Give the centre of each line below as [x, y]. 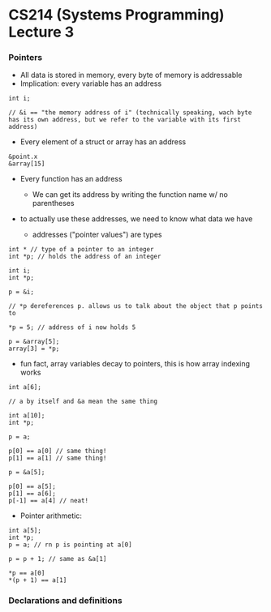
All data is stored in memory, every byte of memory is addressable [131, 75]
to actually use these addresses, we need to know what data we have [136, 219]
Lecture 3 [41, 32]
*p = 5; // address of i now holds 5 [72, 327]
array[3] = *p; [34, 349]
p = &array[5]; [34, 342]
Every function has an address [71, 179]
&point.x [23, 157]
